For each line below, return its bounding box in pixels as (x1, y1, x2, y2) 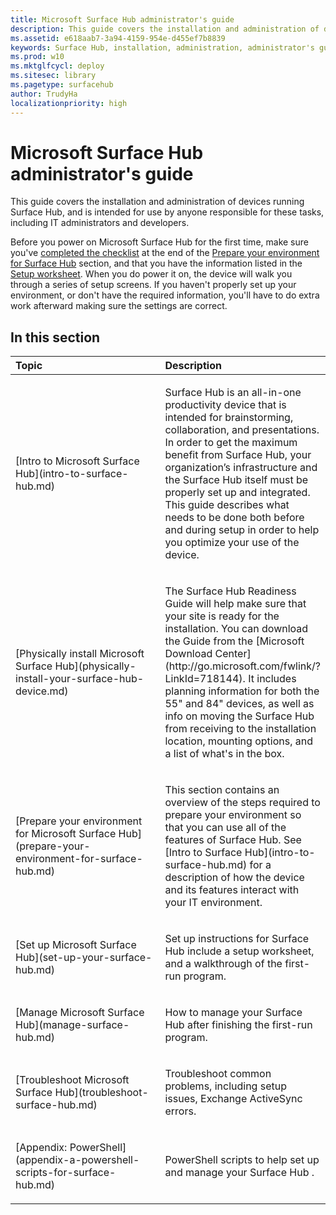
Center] (214, 647, 252, 661)
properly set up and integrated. (164, 486, 311, 500)
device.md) (15, 684, 69, 698)
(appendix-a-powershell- (15, 1153, 140, 1167)
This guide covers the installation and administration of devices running (10, 196, 305, 208)
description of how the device (164, 871, 305, 885)
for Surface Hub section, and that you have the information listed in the (10, 257, 303, 270)
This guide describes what (164, 498, 290, 512)
